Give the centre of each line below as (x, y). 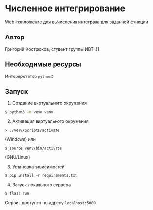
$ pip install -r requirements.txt (41, 176)
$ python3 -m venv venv (29, 112)
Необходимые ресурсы (43, 65)
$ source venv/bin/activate (34, 148)
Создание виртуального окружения (49, 103)
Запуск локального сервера (41, 185)
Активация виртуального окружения (50, 121)
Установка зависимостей (38, 167)
